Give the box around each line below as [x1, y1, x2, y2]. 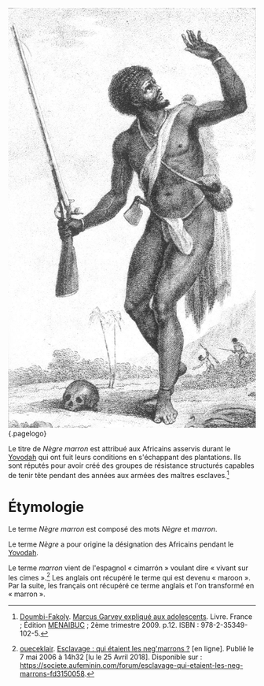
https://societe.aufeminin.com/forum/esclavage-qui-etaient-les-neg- [19, 661, 244, 670]
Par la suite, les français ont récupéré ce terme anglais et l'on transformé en [8, 581, 255, 591]
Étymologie [8, 498, 85, 516]
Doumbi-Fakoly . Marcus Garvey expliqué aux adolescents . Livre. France [19, 612, 253, 621]
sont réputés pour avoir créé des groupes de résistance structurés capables [8, 461, 255, 470]
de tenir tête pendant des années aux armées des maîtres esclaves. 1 [8, 469, 229, 480]
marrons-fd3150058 [19, 669, 85, 679]
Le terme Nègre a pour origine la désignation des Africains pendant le [8, 540, 234, 549]
